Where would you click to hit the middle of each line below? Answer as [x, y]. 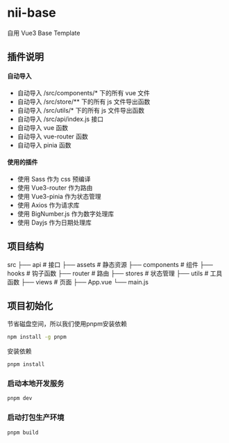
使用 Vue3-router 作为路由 [55, 187]
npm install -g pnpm [37, 337]
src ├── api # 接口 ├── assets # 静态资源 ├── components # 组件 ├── [110, 264]
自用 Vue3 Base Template [44, 33]
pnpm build [23, 433]
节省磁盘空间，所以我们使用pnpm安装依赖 [67, 324]
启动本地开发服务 [36, 384]
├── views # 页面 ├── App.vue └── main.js [85, 282]
